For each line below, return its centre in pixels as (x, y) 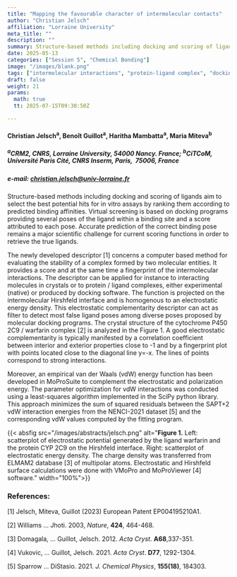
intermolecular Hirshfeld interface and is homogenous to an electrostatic (113, 301)
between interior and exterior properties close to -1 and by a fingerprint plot (117, 345)
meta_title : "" (30, 34)
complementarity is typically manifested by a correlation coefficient (105, 338)
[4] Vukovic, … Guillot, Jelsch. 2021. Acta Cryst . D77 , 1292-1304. (102, 553)
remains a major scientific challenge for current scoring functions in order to (118, 234)
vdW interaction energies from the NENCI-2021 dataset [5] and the (104, 412)
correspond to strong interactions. (57, 361)
